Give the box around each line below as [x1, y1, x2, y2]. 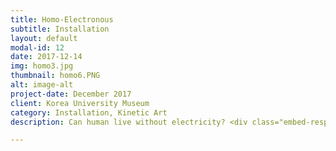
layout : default [10, 33, 78, 43]
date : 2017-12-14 [10, 52, 83, 62]
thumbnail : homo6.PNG [10, 71, 101, 81]
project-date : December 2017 [10, 89, 132, 99]
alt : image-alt [10, 80, 74, 90]
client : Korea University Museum [10, 98, 150, 108]
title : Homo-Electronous [10, 14, 114, 25]
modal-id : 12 [10, 42, 65, 53]
